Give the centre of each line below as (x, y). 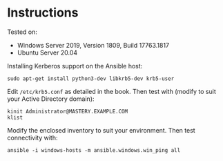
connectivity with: (32, 138)
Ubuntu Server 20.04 (47, 53)
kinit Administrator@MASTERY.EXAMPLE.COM (68, 111)
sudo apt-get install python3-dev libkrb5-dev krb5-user (91, 78)
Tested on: (22, 32)
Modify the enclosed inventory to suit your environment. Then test (101, 130)
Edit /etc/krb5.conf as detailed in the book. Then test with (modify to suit (111, 91)
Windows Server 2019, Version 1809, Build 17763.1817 (93, 45)
